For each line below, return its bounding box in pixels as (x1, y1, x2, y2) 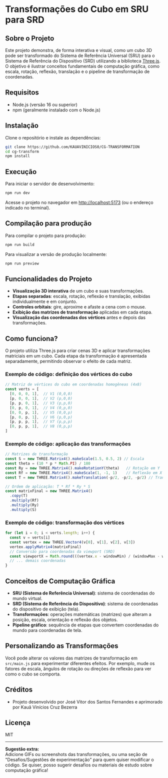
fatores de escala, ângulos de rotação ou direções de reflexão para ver (5, 665, 151, 671)
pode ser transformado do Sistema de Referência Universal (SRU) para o (5, 52, 155, 58)
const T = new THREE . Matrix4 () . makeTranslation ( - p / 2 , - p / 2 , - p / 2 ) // (5, 475, 153, 480)
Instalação (5, 121, 39, 130)
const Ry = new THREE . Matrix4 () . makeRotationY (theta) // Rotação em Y (5, 465, 160, 470)
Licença (5, 718, 31, 727)
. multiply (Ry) (9, 502, 39, 508)
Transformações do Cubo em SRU (5, 3, 149, 15)
